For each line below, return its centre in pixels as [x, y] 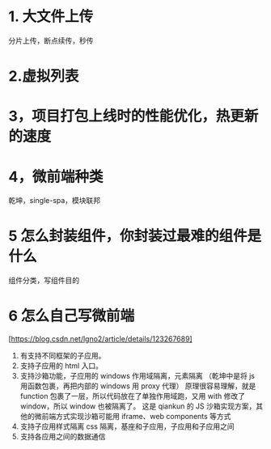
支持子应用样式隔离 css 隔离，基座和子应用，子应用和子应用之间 [127, 426]
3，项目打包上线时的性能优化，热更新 [133, 116]
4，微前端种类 [56, 177]
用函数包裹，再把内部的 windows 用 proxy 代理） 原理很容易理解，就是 [138, 386]
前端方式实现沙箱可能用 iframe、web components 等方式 [136, 417]
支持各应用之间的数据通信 [63, 437]
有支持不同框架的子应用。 [63, 356]
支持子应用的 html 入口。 [61, 366]
